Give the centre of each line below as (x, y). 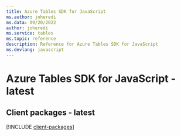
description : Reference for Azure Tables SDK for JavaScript (82, 45)
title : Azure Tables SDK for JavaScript (56, 11)
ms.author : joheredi (31, 17)
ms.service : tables (30, 33)
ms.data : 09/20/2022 (31, 22)
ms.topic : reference (31, 39)
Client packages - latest (51, 113)
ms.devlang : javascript (35, 50)
